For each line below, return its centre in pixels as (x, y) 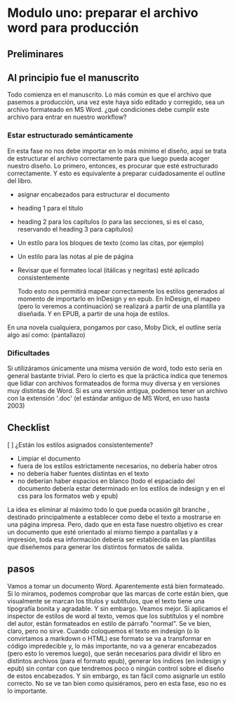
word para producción (73, 28)
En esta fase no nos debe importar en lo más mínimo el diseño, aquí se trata (117, 151)
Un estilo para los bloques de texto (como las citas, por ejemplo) (111, 243)
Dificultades (29, 353)
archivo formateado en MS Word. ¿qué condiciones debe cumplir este (108, 110)
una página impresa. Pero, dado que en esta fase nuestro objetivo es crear (115, 524)
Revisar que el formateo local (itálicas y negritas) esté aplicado (108, 270)
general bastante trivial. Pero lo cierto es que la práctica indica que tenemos (117, 375)
